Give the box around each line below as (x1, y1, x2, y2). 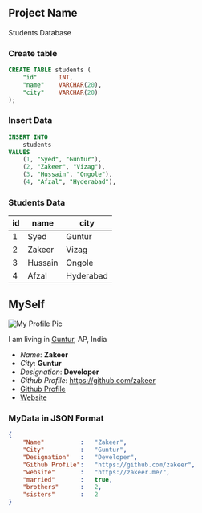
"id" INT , (22, 73, 74, 81)
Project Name (8, 6, 78, 20)
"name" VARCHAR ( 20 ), (22, 80, 103, 89)
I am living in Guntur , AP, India (8, 335, 107, 344)
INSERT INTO (8, 132, 48, 141)
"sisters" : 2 (22, 491, 99, 499)
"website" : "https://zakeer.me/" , (22, 468, 171, 476)
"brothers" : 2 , (22, 483, 103, 491)
